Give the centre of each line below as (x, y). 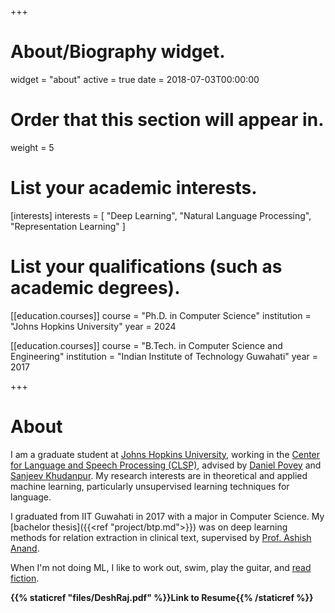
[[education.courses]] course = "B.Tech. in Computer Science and (146, 345)
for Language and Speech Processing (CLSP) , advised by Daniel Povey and (166, 465)
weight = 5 (32, 147)
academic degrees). (95, 288)
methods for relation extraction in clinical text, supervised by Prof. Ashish (161, 537)
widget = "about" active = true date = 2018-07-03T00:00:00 (135, 79)
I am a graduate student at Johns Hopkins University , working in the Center (165, 454)
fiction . (25, 578)
